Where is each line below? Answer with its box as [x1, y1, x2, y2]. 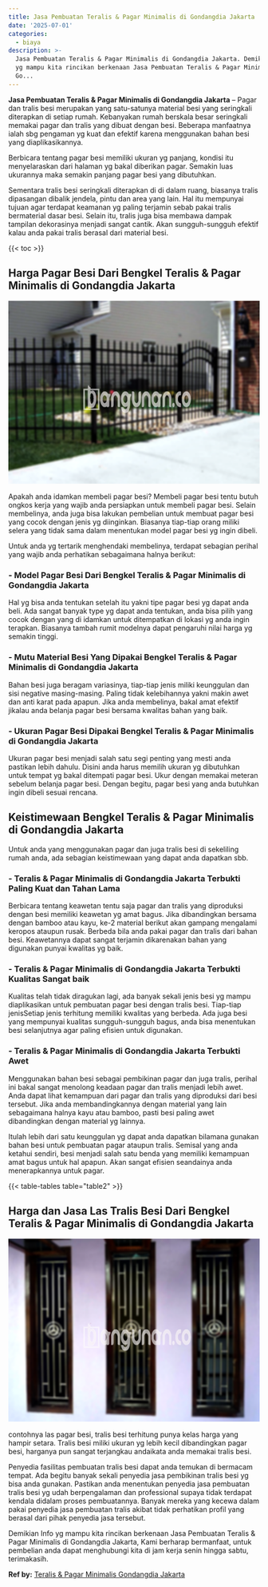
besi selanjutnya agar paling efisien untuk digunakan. [8, 1026, 183, 1035]
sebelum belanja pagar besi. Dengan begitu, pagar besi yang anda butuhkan [8, 779, 259, 788]
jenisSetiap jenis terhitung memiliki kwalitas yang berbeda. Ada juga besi [8, 1008, 247, 1019]
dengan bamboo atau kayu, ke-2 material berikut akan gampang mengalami [8, 918, 258, 927]
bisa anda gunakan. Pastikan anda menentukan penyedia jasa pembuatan [8, 1479, 250, 1489]
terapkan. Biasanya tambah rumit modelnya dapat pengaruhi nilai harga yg [8, 624, 253, 633]
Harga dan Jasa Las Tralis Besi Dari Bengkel [8, 1204, 230, 1218]
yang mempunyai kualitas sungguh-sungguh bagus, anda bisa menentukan [8, 1017, 256, 1027]
